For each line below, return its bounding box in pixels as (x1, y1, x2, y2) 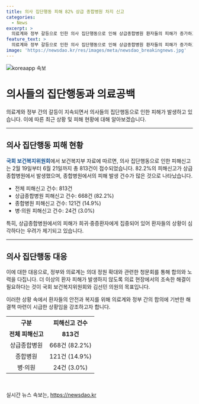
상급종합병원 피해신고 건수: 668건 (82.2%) (14, 192, 114, 199)
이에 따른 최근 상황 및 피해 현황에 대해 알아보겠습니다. (23, 115, 147, 122)
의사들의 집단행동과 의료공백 (6, 87, 136, 101)
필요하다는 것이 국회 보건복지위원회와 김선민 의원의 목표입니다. (6, 283, 150, 291)
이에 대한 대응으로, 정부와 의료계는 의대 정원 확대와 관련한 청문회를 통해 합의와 (6, 269, 187, 276)
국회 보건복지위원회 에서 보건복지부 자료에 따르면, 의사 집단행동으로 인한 (6, 157, 171, 164)
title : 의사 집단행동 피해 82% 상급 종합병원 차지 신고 (6, 8, 124, 15)
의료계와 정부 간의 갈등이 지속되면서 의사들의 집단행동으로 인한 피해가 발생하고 (6, 108, 187, 115)
